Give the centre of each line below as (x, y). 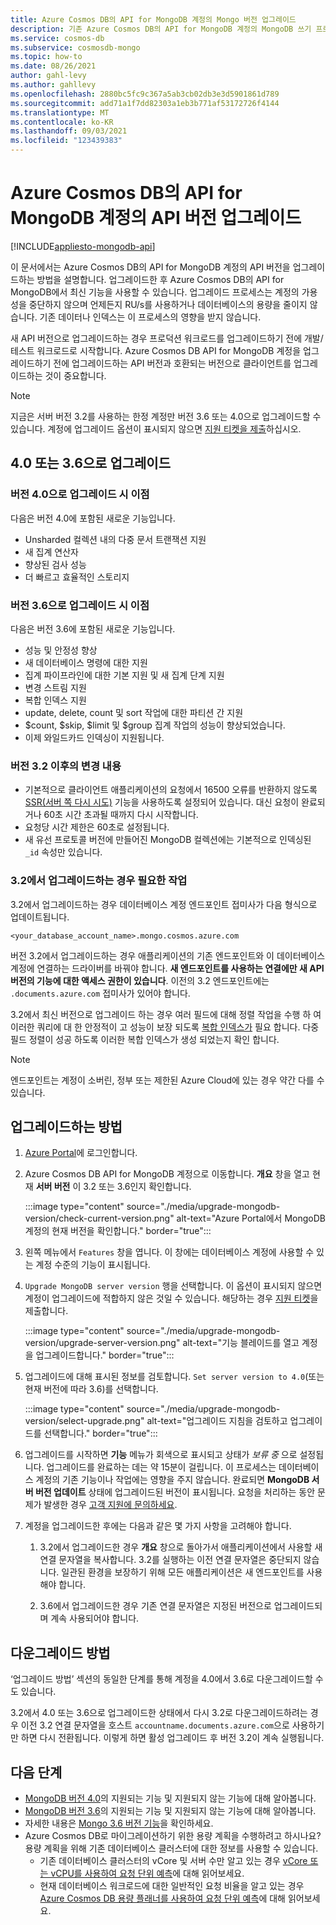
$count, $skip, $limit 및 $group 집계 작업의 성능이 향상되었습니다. (155, 725)
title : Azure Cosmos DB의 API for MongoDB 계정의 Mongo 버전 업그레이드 (153, 19)
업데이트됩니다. (40, 917)
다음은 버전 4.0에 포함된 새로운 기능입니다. (93, 518)
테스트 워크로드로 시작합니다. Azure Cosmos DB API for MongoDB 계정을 (156, 350)
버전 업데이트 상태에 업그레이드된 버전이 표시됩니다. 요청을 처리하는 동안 (175, 1492)
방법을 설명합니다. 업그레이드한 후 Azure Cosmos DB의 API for (160, 279)
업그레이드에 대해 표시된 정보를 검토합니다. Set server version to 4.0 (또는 (174, 1377)
